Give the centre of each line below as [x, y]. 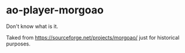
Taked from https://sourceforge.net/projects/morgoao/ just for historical [93, 37]
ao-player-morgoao [55, 10]
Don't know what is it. [32, 26]
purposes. [18, 44]
